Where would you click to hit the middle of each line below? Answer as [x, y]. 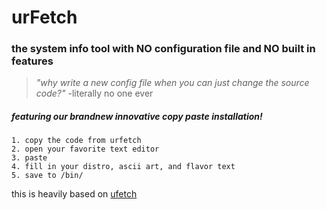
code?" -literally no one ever [94, 93]
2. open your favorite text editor [85, 149]
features [32, 61]
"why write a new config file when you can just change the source [172, 83]
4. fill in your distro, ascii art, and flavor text [123, 167]
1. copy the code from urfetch [76, 141]
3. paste [29, 158]
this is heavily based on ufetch [74, 194]
